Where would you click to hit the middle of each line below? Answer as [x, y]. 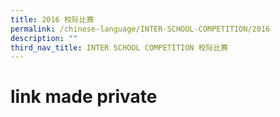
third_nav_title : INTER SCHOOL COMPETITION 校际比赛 [119, 47]
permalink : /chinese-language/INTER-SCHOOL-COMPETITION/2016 [140, 29]
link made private [84, 97]
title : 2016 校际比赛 [52, 19]
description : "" [44, 38]
